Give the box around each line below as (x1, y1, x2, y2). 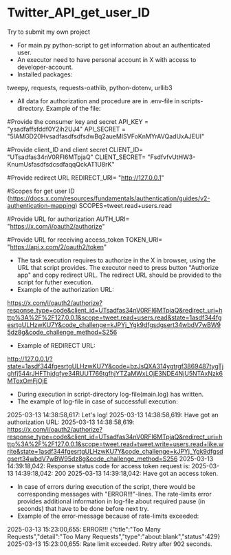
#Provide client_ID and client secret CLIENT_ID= (7, 145, 144, 154)
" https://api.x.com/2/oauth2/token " (7, 242, 107, 251)
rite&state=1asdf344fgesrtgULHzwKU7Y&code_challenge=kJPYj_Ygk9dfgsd (7, 447, 223, 455)
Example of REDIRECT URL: (16, 341, 96, 349)
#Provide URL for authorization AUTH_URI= (7, 215, 130, 223)
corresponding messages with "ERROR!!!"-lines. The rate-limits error (16, 490, 212, 498)
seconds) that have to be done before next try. (16, 504, 149, 512)
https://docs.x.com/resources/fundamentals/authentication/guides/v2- (9, 194, 210, 202)
